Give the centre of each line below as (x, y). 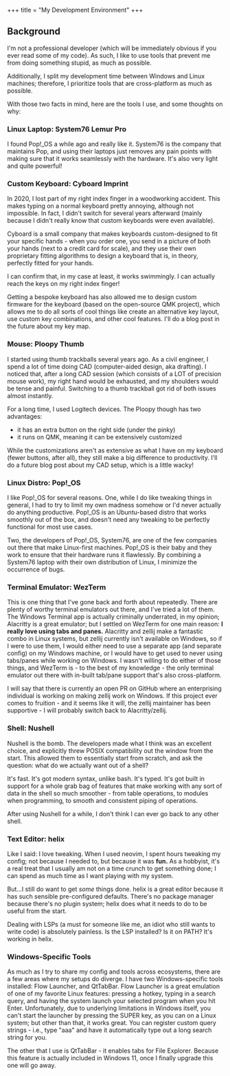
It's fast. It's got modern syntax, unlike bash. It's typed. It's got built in (106, 778)
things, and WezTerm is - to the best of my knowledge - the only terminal (111, 668)
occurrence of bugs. (36, 569)
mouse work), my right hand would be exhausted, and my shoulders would (113, 381)
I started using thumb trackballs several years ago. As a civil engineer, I (108, 359)
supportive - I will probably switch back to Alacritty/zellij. (87, 710)
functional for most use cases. (50, 527)
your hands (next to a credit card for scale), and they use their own (102, 249)
